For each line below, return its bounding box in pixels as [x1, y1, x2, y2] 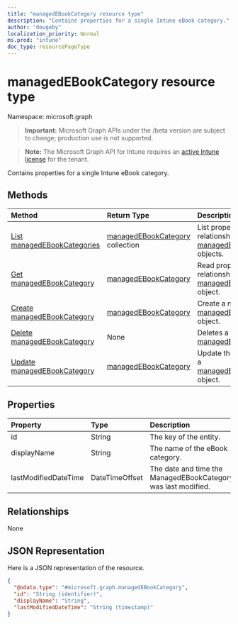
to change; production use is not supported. [24, 133, 154, 142]
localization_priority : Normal [7, 30, 100, 38]
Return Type [106, 210, 150, 220]
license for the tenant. [24, 155, 89, 163]
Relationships [7, 505, 69, 518]
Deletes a [197, 328, 229, 338]
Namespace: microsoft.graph [7, 112, 93, 121]
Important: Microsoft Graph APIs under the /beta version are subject [24, 126, 225, 135]
